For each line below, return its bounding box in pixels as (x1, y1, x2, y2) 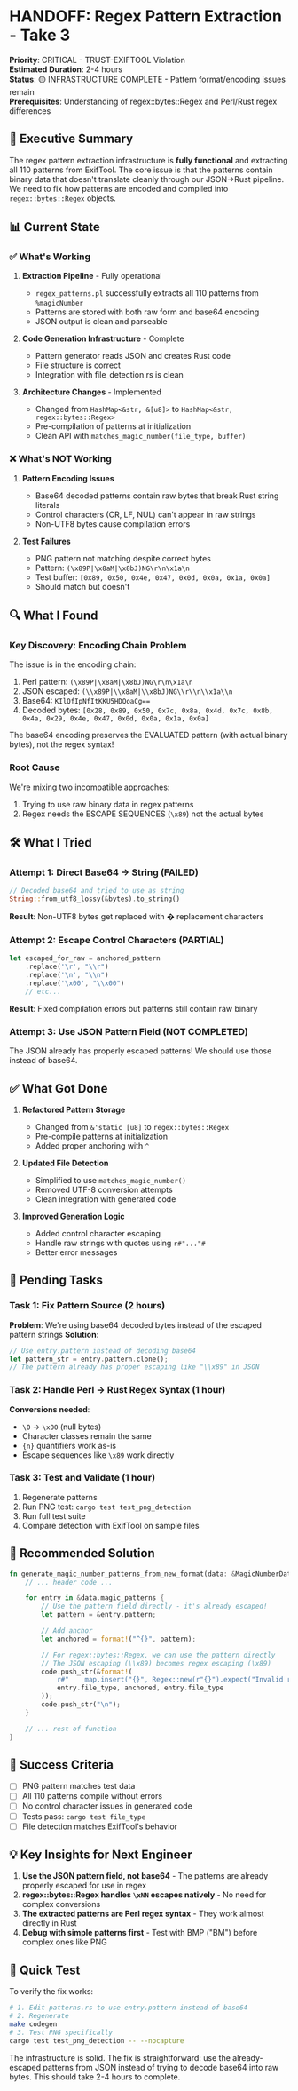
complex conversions (21, 1899, 101, 1910)
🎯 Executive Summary (9, 131, 134, 147)
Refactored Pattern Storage (21, 1104, 126, 1115)
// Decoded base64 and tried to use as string (9, 886, 184, 895)
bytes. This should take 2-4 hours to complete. (9, 2071, 181, 2082)
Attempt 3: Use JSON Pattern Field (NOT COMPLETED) (9, 1025, 248, 1038)
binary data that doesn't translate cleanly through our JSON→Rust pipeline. (9, 173, 285, 184)
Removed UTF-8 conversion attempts (35, 1184, 173, 1195)
